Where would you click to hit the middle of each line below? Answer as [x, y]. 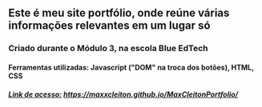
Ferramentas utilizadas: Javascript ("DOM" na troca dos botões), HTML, [131, 67]
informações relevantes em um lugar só [109, 26]
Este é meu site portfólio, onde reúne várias [119, 13]
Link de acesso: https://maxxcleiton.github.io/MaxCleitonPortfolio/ [123, 94]
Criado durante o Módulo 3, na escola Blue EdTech [108, 49]
